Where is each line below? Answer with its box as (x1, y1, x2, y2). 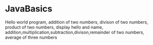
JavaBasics (5, 3, 52, 14)
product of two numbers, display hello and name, (5, 24, 103, 30)
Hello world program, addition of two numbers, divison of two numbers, (5, 19, 148, 25)
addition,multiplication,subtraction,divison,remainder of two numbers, (5, 29, 145, 35)
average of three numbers (5, 34, 57, 40)
